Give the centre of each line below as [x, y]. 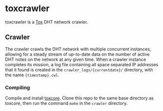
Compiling [18, 87]
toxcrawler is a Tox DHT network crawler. [47, 22]
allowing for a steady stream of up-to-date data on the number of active [77, 54]
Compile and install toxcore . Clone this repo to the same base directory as [79, 98]
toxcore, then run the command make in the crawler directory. [66, 103]
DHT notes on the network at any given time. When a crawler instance [76, 59]
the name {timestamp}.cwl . [32, 75]
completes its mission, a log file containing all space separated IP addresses [82, 64]
